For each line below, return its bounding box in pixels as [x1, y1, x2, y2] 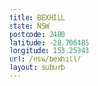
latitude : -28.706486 [9, 38, 90, 47]
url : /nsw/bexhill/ [9, 55, 82, 64]
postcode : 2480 [9, 30, 66, 39]
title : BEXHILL [9, 13, 66, 22]
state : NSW [9, 21, 50, 30]
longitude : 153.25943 [9, 47, 90, 56]
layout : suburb [9, 64, 66, 73]
